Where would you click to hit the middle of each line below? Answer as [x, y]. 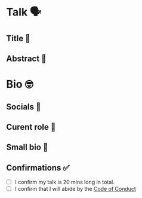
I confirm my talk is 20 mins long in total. [65, 182]
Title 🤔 [18, 38]
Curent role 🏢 [31, 127]
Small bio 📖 [27, 147]
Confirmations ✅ [38, 168]
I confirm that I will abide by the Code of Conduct [75, 189]
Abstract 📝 [26, 58]
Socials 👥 [24, 107]
